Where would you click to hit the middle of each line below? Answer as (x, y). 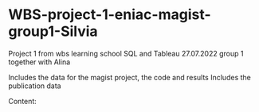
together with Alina (39, 62)
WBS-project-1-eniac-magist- (110, 15)
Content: (23, 101)
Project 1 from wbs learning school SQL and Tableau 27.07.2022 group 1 (126, 53)
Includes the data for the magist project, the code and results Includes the (129, 77)
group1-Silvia (53, 31)
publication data (35, 86)
